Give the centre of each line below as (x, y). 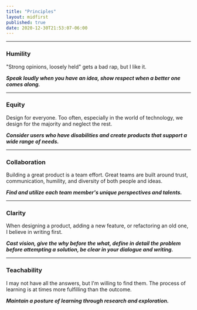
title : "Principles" (31, 11)
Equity (16, 105)
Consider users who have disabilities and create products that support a (97, 135)
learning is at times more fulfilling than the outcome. (69, 289)
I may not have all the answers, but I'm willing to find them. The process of (96, 283)
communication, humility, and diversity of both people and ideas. (84, 181)
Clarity (16, 213)
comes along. (23, 84)
